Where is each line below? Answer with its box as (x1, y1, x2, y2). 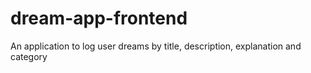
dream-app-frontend (10, 7, 188, 30)
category (10, 50, 48, 62)
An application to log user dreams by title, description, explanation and (10, 40, 302, 52)
